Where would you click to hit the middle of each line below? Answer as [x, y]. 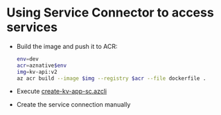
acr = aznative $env [42, 65]
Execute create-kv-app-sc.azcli [62, 92]
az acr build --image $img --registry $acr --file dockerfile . [111, 78]
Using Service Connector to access [110, 13]
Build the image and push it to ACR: [67, 46]
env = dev [27, 59]
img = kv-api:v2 [37, 72]
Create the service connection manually [73, 105]
